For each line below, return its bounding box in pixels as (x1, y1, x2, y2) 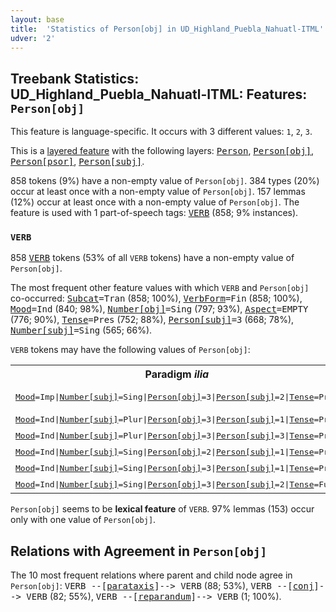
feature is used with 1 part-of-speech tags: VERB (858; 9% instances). (10, 207, 299, 219)
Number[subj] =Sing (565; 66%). (10, 324, 153, 336)
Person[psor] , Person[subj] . (10, 156, 145, 168)
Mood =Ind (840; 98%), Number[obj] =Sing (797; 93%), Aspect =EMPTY (10, 303, 309, 315)
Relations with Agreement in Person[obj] (10, 542, 268, 560)
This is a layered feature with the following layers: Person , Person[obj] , (10, 145, 315, 157)
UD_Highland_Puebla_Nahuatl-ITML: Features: (10, 86, 308, 103)
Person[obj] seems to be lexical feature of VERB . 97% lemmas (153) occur (10, 503, 315, 515)
